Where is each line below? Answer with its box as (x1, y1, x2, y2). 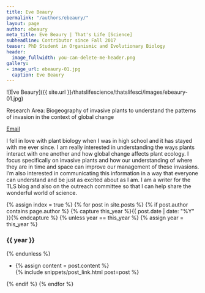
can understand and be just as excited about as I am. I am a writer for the (6, 176, 191, 184)
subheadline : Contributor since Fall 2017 (6, 37, 116, 44)
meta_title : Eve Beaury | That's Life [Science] (6, 32, 133, 38)
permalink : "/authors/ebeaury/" (6, 15, 89, 21)
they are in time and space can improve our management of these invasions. (6, 163, 199, 170)
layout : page (6, 20, 40, 26)
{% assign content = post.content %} (15, 262, 110, 269)
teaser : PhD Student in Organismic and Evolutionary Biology (6, 44, 166, 50)
